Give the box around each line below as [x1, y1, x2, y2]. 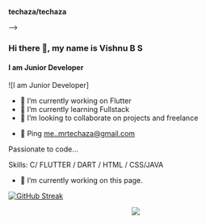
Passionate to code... [8, 144, 79, 154]
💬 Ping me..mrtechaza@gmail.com [19, 129, 136, 139]
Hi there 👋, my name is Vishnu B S [8, 42, 143, 53]
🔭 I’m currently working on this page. [19, 176, 143, 185]
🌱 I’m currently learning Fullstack [19, 105, 130, 114]
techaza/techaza [8, 7, 67, 16]
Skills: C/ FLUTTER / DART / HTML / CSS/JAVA [8, 160, 164, 170]
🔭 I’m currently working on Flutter [19, 96, 132, 106]
